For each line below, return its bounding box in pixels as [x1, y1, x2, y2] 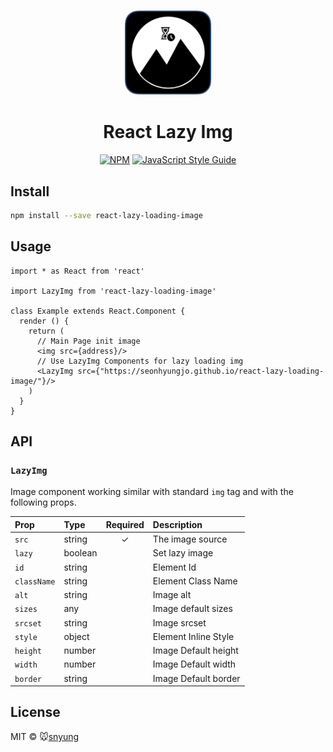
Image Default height [152, 645, 239, 657]
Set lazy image [152, 547, 214, 559]
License [10, 704, 61, 721]
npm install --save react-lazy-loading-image [10, 210, 203, 220]
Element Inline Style [152, 630, 235, 642]
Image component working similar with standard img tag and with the [10, 486, 294, 498]
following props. [10, 496, 77, 509]
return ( [28, 326, 65, 336]
